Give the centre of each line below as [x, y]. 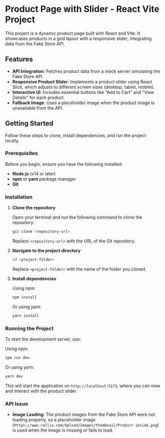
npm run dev [17, 358]
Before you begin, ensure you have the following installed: [64, 164]
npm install [24, 297]
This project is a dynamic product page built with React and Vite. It [73, 33]
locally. [12, 140]
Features [19, 60]
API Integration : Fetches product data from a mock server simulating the [86, 71]
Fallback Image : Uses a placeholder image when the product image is [83, 103]
